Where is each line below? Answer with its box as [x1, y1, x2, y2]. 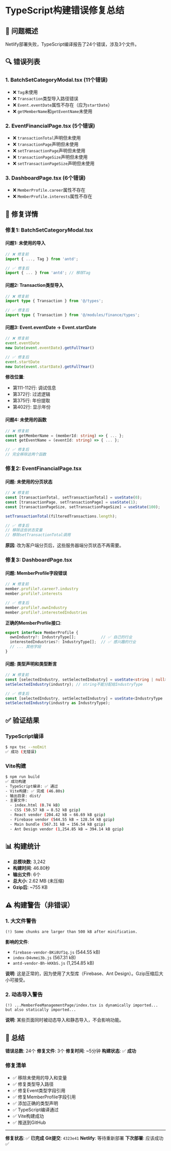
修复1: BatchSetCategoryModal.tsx [5, 226, 93, 233]
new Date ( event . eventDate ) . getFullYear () [5, 345, 95, 350]
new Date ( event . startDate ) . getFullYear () [5, 364, 95, 369]
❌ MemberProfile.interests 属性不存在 [12, 193, 93, 199]
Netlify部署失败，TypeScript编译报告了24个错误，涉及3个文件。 [5, 41, 139, 47]
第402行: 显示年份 [12, 404, 51, 410]
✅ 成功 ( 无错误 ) [5, 749, 37, 754]
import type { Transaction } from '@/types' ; [5, 299, 103, 304]
